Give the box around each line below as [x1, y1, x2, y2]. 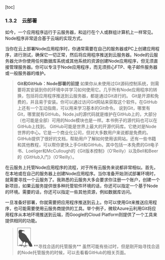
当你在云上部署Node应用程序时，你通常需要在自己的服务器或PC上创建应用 [5, 46, 156, 52]
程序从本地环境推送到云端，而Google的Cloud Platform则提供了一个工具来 [9, 212, 158, 217]
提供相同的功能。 [5, 218, 40, 224]
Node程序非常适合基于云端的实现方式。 [5, 35, 85, 41]
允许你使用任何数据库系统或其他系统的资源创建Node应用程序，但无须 [13, 58, 154, 64]
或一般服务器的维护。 [5, 71, 48, 76]
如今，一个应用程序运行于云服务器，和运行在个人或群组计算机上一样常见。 [5, 29, 156, 35]
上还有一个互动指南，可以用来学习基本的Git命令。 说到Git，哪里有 [17, 105, 151, 111]
